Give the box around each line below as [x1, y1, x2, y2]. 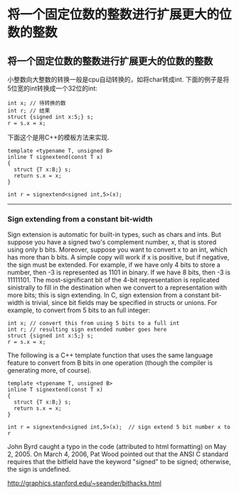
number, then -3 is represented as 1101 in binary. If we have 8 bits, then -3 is [7, 268, 231, 277]
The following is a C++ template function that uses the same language [7, 351, 213, 360]
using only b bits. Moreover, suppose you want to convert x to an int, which [7, 245, 228, 254]
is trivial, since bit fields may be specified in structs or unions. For [25, 299, 218, 307]
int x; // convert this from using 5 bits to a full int [7, 320, 180, 327]
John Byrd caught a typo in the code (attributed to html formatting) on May [7, 443, 227, 451]
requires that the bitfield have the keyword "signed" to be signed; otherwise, [7, 458, 231, 466]
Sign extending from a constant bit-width [7, 214, 153, 224]
